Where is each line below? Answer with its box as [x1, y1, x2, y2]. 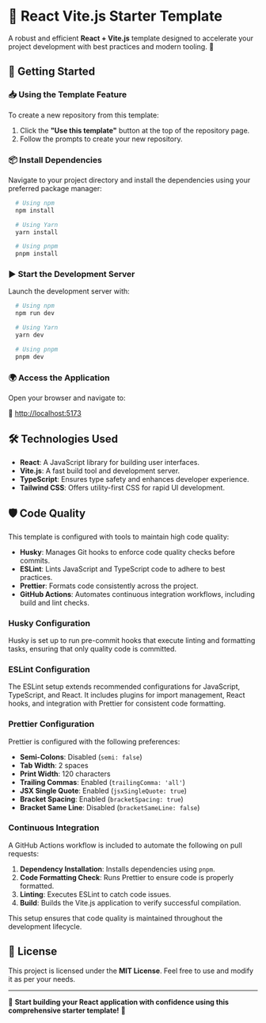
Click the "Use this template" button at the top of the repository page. [19, 125, 250, 135]
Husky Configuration [8, 617, 91, 629]
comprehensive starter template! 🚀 [8, 1006, 126, 1015]
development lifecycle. [8, 921, 82, 931]
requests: [8, 848, 40, 858]
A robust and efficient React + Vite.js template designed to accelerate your [8, 33, 253, 43]
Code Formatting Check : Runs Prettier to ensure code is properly [19, 872, 234, 882]
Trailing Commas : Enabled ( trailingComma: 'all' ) [19, 777, 186, 786]
